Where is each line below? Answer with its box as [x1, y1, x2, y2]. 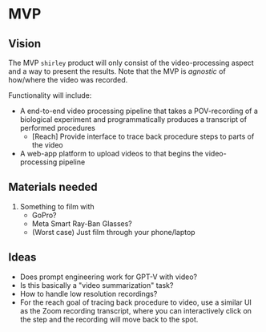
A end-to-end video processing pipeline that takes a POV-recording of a [19, 106, 259, 115]
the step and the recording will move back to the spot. [19, 314, 199, 324]
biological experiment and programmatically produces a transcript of [19, 115, 247, 124]
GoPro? [31, 210, 57, 220]
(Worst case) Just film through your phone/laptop [31, 227, 195, 237]
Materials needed [8, 180, 98, 194]
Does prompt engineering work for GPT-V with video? [19, 272, 198, 281]
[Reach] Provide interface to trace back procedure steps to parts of [31, 132, 255, 141]
